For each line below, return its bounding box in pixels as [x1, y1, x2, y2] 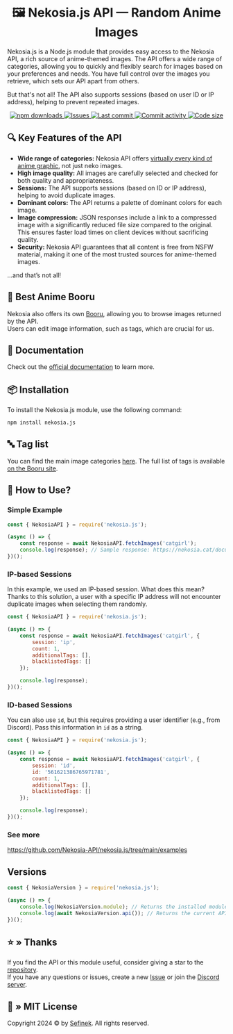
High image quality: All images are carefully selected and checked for [17, 169, 218, 177]
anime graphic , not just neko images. [17, 161, 123, 170]
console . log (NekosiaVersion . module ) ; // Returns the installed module [19, 903, 228, 910]
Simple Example [7, 505, 62, 515]
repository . [7, 966, 38, 974]
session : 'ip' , [32, 639, 76, 646]
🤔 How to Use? [7, 484, 71, 496]
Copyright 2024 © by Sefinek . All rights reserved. [7, 1019, 149, 1028]
